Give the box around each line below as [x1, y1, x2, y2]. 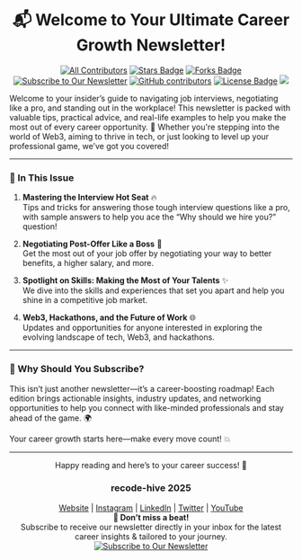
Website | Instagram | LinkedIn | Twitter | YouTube [58, 502, 244, 513]
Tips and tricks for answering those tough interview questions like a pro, [22, 202, 290, 213]
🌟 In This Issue [9, 171, 75, 183]
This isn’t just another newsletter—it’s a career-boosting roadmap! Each [9, 383, 275, 394]
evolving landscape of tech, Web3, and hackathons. [22, 332, 216, 342]
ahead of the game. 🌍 [9, 413, 93, 423]
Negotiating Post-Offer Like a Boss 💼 [22, 238, 163, 250]
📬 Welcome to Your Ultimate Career [12, 10, 290, 31]
